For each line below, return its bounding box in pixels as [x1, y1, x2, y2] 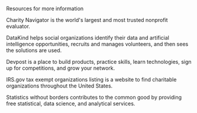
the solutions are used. [6, 47, 62, 54]
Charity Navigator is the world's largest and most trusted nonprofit [6, 17, 168, 23]
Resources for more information [6, 5, 84, 12]
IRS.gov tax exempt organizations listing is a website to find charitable [6, 76, 177, 83]
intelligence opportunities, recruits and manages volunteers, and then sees [6, 41, 189, 47]
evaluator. [6, 23, 31, 30]
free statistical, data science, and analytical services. [6, 100, 135, 107]
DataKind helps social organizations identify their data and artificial [6, 34, 170, 41]
